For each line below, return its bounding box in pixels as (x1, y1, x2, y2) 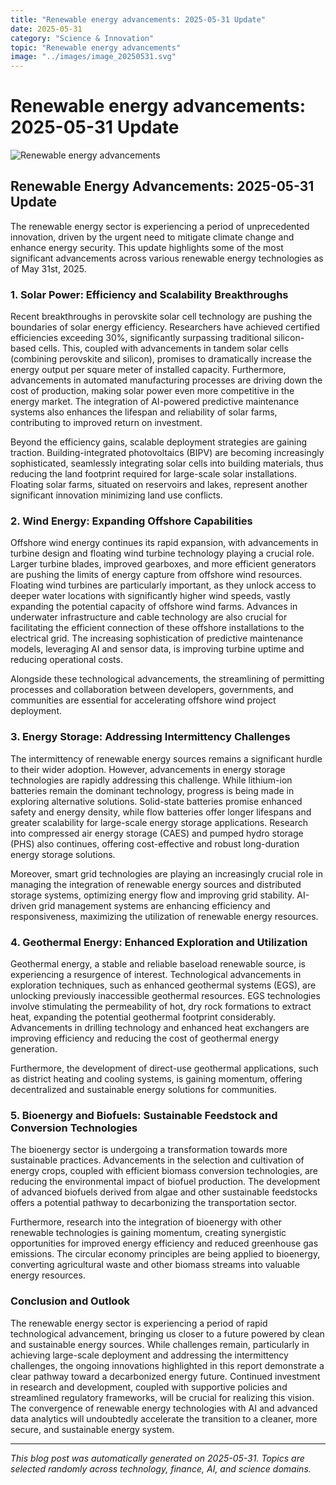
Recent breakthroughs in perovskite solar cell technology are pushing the (10, 311, 313, 323)
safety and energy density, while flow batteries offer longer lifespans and (10, 806, 312, 818)
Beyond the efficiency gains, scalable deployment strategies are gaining (10, 436, 308, 448)
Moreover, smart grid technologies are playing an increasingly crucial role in (10, 867, 323, 880)
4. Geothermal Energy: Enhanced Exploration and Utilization (10, 935, 308, 949)
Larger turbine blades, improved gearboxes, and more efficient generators (10, 558, 317, 570)
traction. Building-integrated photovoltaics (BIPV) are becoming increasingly (10, 447, 325, 459)
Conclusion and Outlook (10, 1294, 130, 1308)
